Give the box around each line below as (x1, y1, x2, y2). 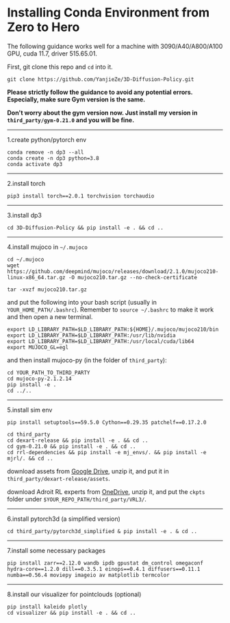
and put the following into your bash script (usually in (7, 298, 157, 306)
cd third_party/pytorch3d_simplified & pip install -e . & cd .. (7, 528, 197, 534)
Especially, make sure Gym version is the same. (7, 95, 146, 104)
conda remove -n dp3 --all (7, 149, 84, 156)
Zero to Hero (7, 19, 80, 35)
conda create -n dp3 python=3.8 (7, 154, 99, 162)
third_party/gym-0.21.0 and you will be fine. (7, 115, 135, 124)
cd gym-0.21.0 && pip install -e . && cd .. (7, 443, 136, 450)
